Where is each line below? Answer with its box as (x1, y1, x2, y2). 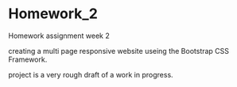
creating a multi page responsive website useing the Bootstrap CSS (8, 46, 229, 55)
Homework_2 (8, 5, 98, 23)
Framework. (8, 55, 48, 64)
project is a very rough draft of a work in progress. (8, 70, 173, 79)
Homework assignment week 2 (8, 31, 110, 40)
